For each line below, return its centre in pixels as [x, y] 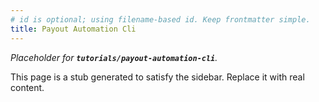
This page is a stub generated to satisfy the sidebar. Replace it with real [157, 77]
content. [27, 87]
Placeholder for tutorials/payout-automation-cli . [114, 57]
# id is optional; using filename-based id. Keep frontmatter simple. [160, 19]
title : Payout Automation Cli [73, 29]
